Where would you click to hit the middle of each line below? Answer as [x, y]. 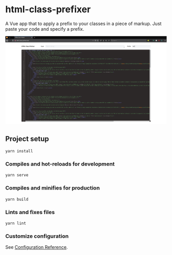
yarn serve [17, 175]
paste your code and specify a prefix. [45, 29]
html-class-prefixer [48, 9]
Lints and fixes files [30, 212]
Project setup [27, 139]
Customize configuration [37, 236]
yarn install [19, 151]
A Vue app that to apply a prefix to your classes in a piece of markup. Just [83, 24]
